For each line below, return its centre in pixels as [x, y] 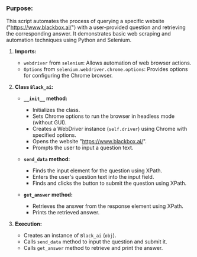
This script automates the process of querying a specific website [85, 21]
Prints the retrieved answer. [66, 213]
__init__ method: [46, 98]
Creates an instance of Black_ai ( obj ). [70, 236]
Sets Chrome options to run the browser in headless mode [104, 116]
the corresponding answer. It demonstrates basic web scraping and [89, 34]
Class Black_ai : [34, 87]
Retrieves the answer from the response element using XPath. [108, 206]
